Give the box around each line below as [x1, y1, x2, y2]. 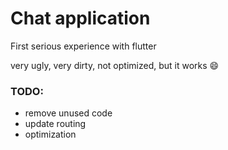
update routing [24, 118, 87, 130]
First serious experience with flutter [10, 40, 157, 52]
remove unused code [24, 107, 113, 119]
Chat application [10, 7, 151, 30]
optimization [24, 128, 77, 141]
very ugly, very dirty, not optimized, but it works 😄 [10, 59, 220, 71]
